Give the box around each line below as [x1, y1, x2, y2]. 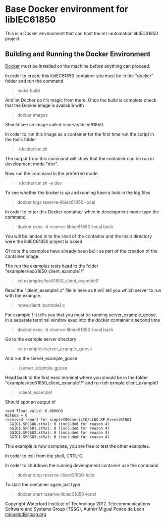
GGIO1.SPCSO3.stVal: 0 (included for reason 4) [9, 434, 110, 439]
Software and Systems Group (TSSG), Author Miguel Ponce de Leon [5, 506, 145, 512]
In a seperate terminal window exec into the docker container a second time [5, 317, 160, 323]
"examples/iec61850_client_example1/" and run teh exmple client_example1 [5, 380, 158, 385]
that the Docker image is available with [5, 102, 84, 108]
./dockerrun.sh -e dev [17, 180, 62, 186]
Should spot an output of [5, 399, 56, 405]
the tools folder [5, 136, 36, 142]
